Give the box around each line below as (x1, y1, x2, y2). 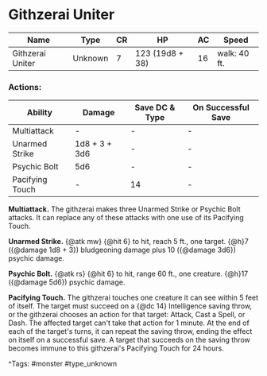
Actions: (8, 81, 42, 92)
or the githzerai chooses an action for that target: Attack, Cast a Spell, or (8, 310, 246, 320)
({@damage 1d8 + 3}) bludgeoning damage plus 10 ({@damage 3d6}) (8, 245, 237, 255)
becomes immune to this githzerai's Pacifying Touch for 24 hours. (8, 343, 224, 353)
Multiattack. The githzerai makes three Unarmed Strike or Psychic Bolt (8, 204, 241, 214)
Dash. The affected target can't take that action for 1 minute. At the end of (8, 318, 250, 328)
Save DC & (134, 102, 176, 113)
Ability (26, 107, 53, 118)
